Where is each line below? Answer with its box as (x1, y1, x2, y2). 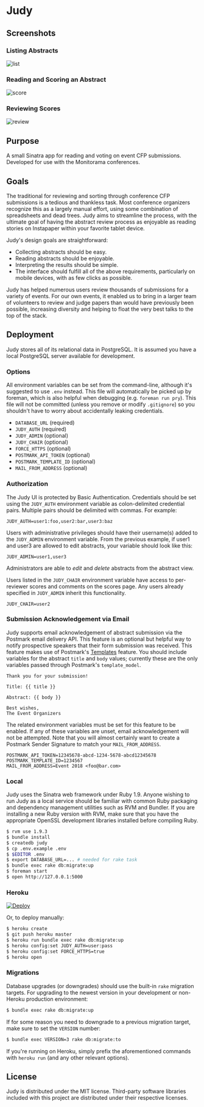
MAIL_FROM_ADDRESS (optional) (15, 465, 88, 472)
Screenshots (6, 28, 56, 38)
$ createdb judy (6, 839, 47, 846)
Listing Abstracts (6, 46, 58, 55)
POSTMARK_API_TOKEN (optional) (15, 452, 90, 459)
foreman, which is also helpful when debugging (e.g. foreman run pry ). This (6, 394, 197, 402)
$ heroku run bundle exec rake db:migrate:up (6, 937, 124, 944)
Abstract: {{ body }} (6, 694, 62, 700)
